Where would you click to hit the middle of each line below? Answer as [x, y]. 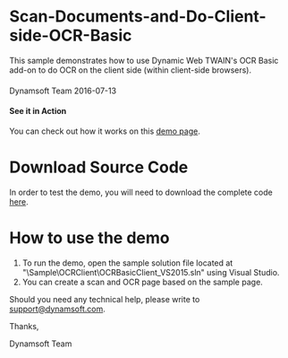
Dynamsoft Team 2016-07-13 [63, 91]
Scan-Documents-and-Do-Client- [138, 17]
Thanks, [24, 326]
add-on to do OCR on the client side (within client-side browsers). [131, 70]
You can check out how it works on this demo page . [105, 131]
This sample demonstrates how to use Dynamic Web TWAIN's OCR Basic [144, 60]
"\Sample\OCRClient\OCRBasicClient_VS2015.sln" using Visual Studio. [151, 272]
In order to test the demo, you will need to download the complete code [141, 192]
